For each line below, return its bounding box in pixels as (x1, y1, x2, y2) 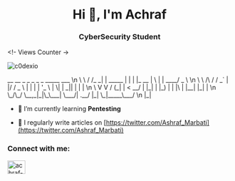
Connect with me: (7, 144, 70, 154)
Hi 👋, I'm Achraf (72, 6, 167, 23)
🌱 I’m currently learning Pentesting (17, 105, 121, 113)
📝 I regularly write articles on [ (17, 118, 107, 127)
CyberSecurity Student (78, 32, 161, 42)
